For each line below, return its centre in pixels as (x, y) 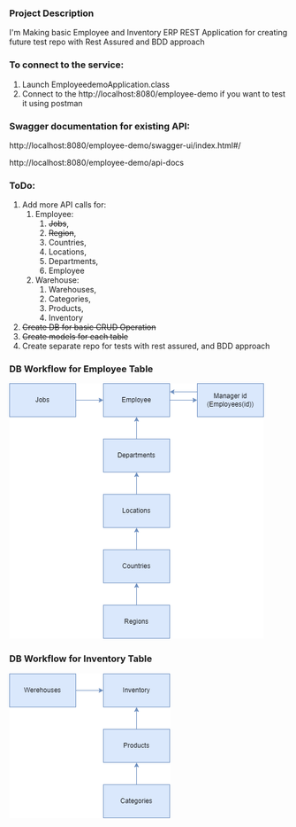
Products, (66, 308)
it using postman (52, 103)
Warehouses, (72, 290)
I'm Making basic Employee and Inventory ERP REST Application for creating (148, 33)
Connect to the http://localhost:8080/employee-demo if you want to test (153, 94)
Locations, (67, 252)
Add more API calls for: (64, 205)
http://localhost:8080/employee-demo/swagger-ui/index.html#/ (125, 145)
